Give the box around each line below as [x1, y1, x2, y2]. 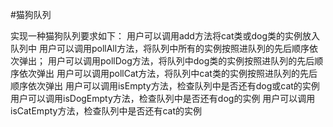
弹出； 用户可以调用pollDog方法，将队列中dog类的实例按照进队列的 [18, 55, 298, 67]
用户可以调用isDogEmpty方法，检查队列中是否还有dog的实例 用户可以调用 [10, 93, 316, 104]
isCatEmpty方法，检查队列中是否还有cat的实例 [10, 105, 202, 117]
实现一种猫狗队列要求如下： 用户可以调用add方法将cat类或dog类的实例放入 [10, 30, 321, 42]
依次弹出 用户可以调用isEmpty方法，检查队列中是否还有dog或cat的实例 [27, 80, 320, 92]
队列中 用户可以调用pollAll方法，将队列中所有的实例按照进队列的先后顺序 [10, 43, 310, 54]
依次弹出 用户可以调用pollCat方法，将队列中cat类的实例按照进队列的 [18, 68, 300, 79]
